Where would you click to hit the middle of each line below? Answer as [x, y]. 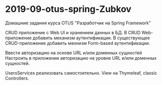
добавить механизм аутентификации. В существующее [91, 38]
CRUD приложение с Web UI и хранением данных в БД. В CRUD [73, 32]
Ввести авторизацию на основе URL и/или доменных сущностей [74, 53]
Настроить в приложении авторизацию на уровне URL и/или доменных [81, 58]
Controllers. [17, 78]
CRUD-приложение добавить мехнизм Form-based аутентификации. [78, 43]
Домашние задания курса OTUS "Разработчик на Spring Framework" [78, 23]
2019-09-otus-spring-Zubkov [68, 9]
